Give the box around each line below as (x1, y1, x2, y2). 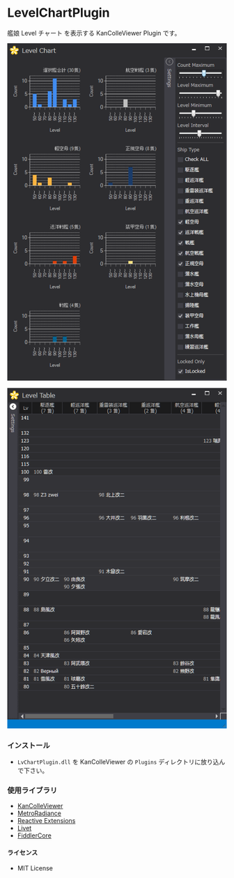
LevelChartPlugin (7, 5, 110, 21)
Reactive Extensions (17, 817, 76, 825)
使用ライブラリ (7, 785, 58, 795)
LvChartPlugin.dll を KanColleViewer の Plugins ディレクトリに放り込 (17, 757, 219, 766)
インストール (7, 741, 50, 750)
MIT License (17, 864, 54, 872)
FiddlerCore (17, 831, 52, 840)
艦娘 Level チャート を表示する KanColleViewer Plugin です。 (7, 29, 181, 37)
